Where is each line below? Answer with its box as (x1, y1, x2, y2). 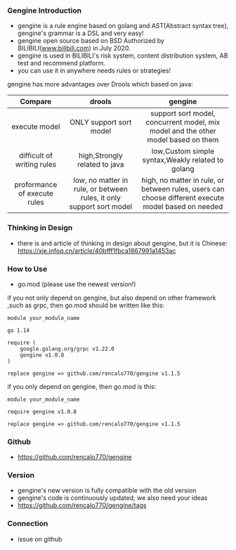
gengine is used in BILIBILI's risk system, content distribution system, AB (17, 51, 228, 60)
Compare (20, 97, 52, 107)
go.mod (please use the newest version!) (17, 280, 136, 288)
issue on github (17, 535, 63, 543)
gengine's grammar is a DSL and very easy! (17, 29, 144, 37)
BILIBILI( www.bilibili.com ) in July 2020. (17, 44, 131, 53)
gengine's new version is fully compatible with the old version (17, 486, 197, 494)
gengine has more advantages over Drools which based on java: (7, 80, 193, 89)
